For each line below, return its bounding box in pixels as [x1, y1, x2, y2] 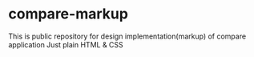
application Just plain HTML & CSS [8, 39, 124, 49]
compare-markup [8, 5, 128, 23]
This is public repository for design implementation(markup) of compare [8, 31, 247, 41]
